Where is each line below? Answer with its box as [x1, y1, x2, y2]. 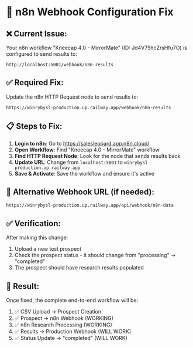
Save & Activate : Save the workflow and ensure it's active [14, 170, 155, 177]
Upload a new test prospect [14, 245, 82, 252]
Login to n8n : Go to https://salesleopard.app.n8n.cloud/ [14, 140, 150, 147]
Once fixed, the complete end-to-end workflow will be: [6, 297, 139, 304]
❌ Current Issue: [6, 29, 67, 39]
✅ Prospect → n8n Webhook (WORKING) [14, 315, 114, 322]
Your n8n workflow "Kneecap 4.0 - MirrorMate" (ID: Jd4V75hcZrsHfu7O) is [6, 44, 187, 51]
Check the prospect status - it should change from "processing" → [14, 252, 176, 259]
